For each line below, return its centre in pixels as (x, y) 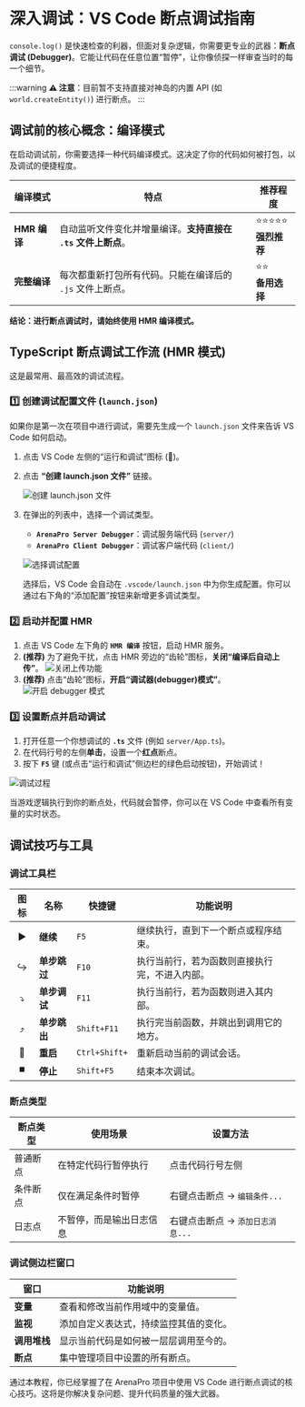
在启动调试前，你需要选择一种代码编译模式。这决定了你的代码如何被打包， (148, 154)
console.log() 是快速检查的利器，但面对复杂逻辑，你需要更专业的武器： (144, 45)
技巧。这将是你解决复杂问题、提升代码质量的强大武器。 (120, 1393)
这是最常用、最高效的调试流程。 (69, 376)
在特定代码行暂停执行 (103, 1165)
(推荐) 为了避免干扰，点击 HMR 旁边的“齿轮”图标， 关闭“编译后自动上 (151, 657)
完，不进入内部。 (173, 975)
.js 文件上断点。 (95, 289)
